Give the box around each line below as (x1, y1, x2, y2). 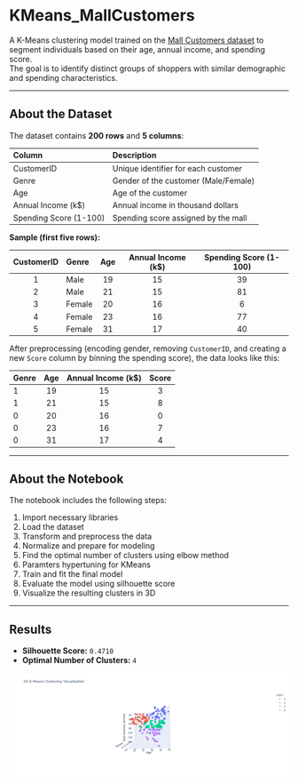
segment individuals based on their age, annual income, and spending (9, 44, 266, 54)
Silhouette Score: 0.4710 (21, 645, 114, 656)
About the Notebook (9, 471, 124, 486)
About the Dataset (9, 107, 113, 122)
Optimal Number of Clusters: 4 (21, 655, 137, 666)
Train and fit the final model (21, 569, 123, 580)
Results (9, 621, 52, 636)
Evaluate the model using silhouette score (21, 579, 176, 589)
